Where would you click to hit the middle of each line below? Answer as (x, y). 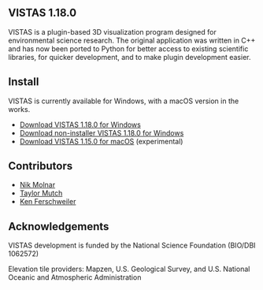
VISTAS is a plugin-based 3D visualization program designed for (112, 32)
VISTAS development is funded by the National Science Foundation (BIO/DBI (132, 245)
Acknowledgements (59, 227)
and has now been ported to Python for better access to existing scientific (128, 48)
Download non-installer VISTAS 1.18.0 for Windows (102, 132)
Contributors (41, 166)
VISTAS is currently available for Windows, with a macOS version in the (124, 101)
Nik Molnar (37, 185)
